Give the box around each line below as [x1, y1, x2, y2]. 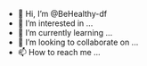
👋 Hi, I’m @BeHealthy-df [17, 9, 108, 19]
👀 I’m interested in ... [17, 18, 94, 29]
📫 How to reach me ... [17, 47, 101, 57]
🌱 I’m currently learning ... [17, 28, 113, 37]
